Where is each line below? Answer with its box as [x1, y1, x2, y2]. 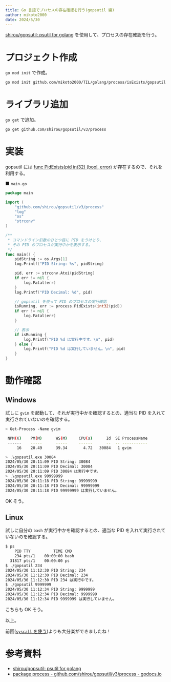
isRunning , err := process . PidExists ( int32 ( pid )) [14, 304, 123, 309]
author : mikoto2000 [5, 12, 47, 17]
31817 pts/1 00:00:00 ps [10, 558, 70, 563]
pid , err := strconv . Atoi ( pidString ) [14, 270, 95, 276]
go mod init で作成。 [5, 70, 50, 76]
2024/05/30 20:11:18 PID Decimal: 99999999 [5, 483, 100, 488]
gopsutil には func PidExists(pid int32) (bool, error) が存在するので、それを [5, 164, 163, 170]
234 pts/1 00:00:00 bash [14, 554, 74, 559]
